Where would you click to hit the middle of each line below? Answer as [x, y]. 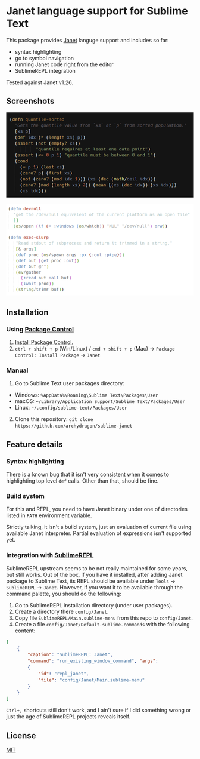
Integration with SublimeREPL [50, 555]
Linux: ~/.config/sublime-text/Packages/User [71, 408]
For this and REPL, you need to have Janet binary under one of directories [97, 509]
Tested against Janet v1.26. [40, 82]
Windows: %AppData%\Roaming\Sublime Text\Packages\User [86, 395]
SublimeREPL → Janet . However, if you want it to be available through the [95, 587]
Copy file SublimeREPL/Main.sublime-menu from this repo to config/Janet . [104, 618]
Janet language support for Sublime [97, 11]
